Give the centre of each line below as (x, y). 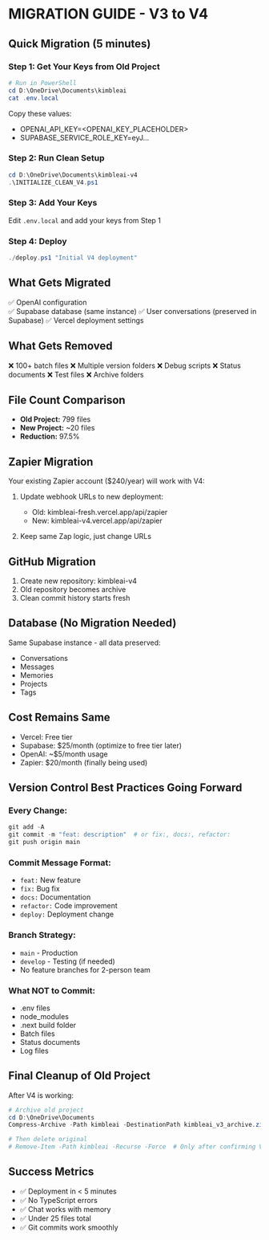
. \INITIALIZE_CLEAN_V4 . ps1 (53, 182)
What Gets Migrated (60, 283)
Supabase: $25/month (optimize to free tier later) (101, 745)
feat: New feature (50, 880)
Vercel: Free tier (46, 736)
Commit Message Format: (60, 863)
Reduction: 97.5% (50, 436)
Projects (34, 683)
